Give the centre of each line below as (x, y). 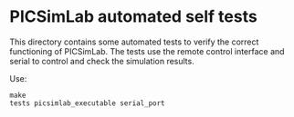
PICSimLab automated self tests (133, 17)
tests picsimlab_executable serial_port (88, 103)
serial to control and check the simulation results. (102, 61)
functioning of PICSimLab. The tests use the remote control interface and (147, 51)
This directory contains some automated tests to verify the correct (134, 42)
